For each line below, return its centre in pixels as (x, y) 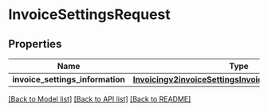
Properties (35, 44)
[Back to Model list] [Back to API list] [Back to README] (100, 99)
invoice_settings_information (69, 79)
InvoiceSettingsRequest (90, 15)
